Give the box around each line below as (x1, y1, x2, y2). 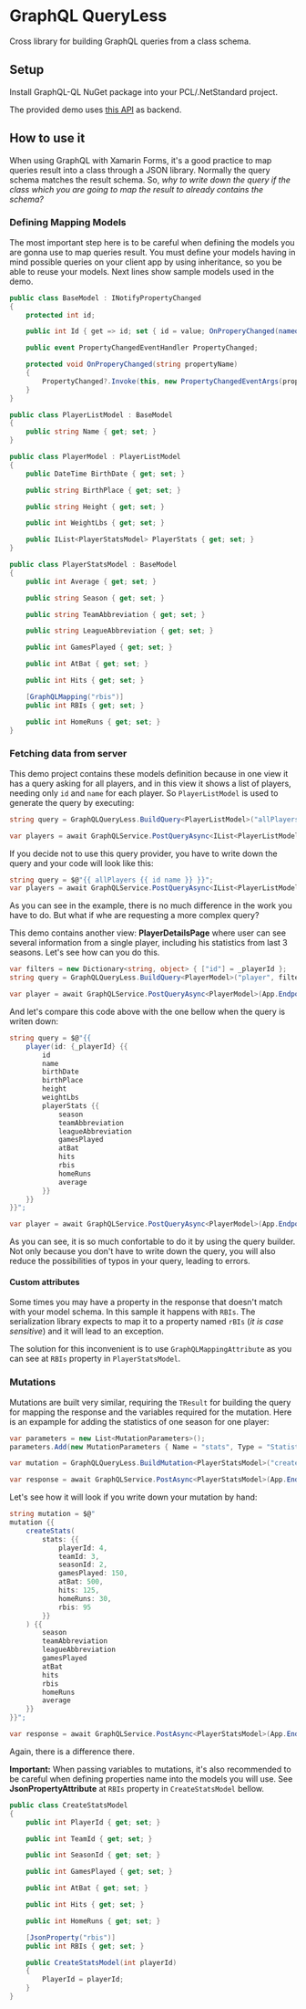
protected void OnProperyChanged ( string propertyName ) (25, 360, 239, 370)
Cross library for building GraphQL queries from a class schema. (9, 36, 251, 47)
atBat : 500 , (57, 1577, 104, 1586)
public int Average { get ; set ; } (25, 577, 157, 586)
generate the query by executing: (9, 797, 135, 808)
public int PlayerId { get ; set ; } (25, 1817, 161, 1826)
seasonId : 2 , (57, 1560, 107, 1570)
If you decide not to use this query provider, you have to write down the (9, 848, 278, 859)
